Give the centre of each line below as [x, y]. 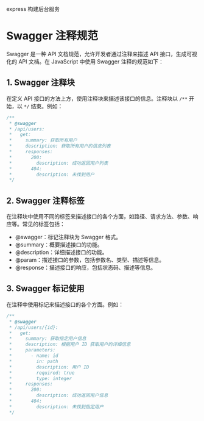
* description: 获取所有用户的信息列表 [60, 146]
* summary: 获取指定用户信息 [47, 339]
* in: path [34, 361]
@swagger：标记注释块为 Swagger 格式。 [68, 237]
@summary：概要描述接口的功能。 [59, 245]
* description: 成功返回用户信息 [58, 395]
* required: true [42, 373]
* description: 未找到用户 [52, 175]
